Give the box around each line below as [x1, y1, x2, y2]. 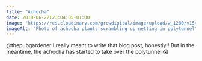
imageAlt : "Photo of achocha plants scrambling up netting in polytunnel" [6, 25, 198, 32]
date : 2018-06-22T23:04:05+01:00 [6, 14, 90, 20]
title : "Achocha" [6, 8, 50, 15]
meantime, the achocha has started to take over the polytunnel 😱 [6, 48, 169, 56]
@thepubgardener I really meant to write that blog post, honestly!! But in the [6, 42, 195, 49]
